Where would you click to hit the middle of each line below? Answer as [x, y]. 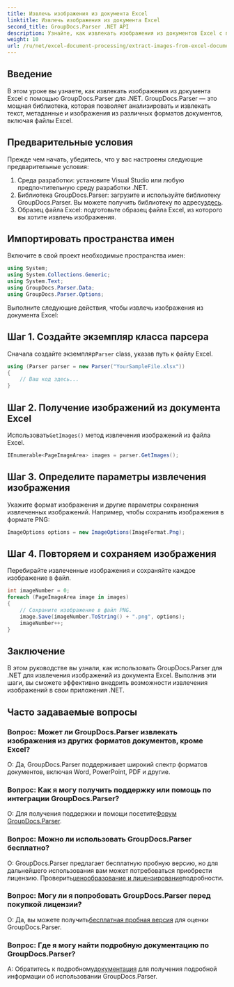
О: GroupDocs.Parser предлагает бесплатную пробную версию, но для [113, 863]
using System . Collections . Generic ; [59, 275]
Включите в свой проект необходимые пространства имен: [96, 255]
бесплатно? [29, 848]
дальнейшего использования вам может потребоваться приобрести [110, 870]
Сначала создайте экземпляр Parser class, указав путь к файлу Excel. [110, 354]
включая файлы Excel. [40, 120]
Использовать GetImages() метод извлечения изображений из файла [109, 435]
